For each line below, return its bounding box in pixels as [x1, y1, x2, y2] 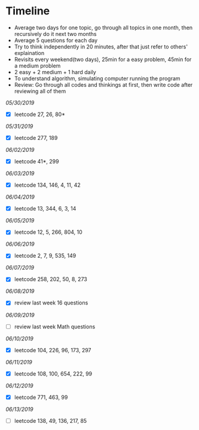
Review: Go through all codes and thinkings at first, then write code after [14, 81, 193, 88]
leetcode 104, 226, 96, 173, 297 [14, 346, 91, 353]
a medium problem [14, 62, 61, 69]
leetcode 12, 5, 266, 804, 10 [14, 228, 83, 236]
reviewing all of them [14, 87, 66, 94]
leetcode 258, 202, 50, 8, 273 [14, 276, 87, 283]
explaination [14, 49, 45, 56]
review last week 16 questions [14, 299, 88, 306]
